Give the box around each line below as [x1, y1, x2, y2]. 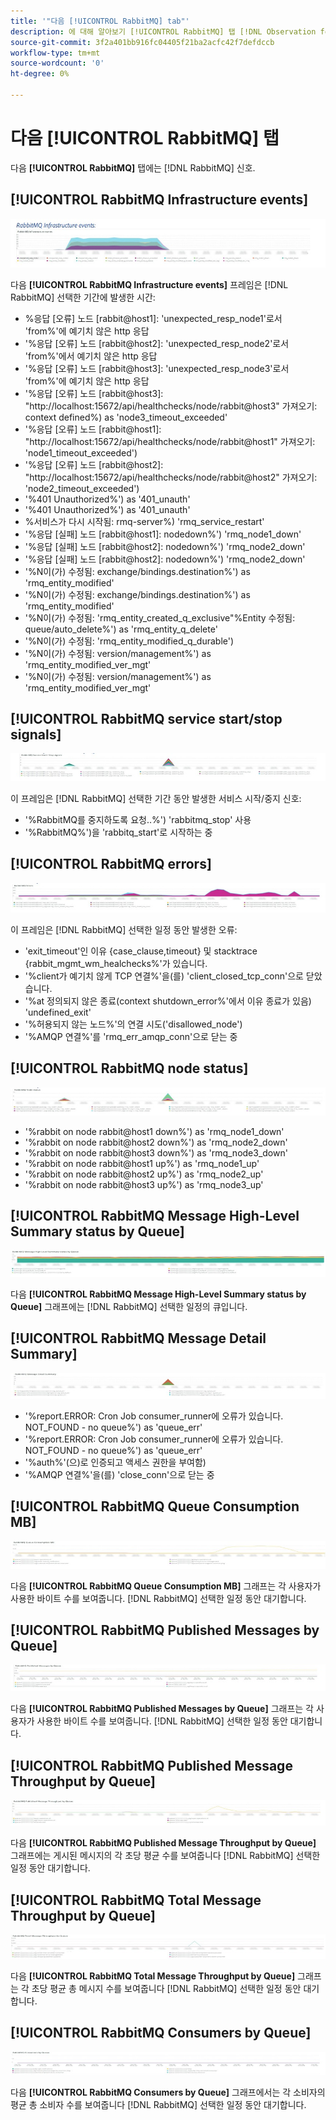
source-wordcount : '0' [10, 58, 105, 69]
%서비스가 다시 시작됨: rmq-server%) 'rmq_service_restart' [24, 515, 265, 527]
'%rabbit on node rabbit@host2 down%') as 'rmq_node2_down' [24, 1136, 288, 1148]
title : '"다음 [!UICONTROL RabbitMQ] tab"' [10, 16, 190, 26]
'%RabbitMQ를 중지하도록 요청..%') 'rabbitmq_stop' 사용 [24, 813, 252, 825]
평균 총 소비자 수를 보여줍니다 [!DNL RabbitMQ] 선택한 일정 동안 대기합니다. [10, 2099, 307, 2111]
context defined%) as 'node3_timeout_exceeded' [24, 411, 228, 423]
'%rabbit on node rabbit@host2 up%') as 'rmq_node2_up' [24, 1168, 264, 1180]
